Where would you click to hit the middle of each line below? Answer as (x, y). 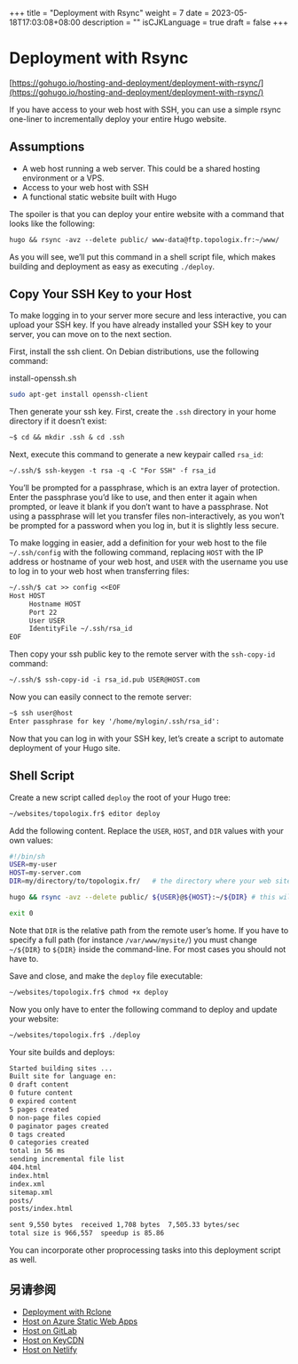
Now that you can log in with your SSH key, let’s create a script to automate (146, 738)
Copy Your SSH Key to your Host (101, 294)
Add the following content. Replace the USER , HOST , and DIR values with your (146, 830)
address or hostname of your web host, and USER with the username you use (149, 562)
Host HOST (27, 595)
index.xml (27, 1184)
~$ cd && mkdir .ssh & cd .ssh (67, 438)
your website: (34, 1019)
